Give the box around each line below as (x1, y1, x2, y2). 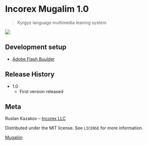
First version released (19, 88, 64, 94)
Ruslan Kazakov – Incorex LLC (5, 116, 66, 121)
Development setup (5, 43, 67, 51)
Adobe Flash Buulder (12, 56, 55, 62)
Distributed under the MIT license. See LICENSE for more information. (5, 125, 144, 131)
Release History (5, 70, 55, 79)
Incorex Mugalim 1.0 (5, 3, 89, 15)
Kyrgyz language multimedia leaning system (17, 20, 107, 25)
